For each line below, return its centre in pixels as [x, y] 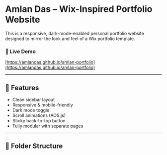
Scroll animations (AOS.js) [39, 115]
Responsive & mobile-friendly [42, 105]
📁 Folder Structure [34, 146]
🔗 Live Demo [20, 52]
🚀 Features [22, 88]
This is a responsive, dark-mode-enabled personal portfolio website [75, 33]
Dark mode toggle [31, 110]
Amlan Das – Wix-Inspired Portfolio [79, 9]
